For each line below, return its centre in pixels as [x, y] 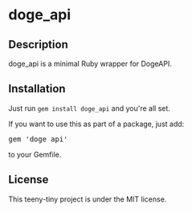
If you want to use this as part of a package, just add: [96, 124]
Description [38, 45]
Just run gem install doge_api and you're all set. [90, 108]
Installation [37, 89]
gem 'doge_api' [38, 139]
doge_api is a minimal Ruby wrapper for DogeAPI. [90, 63]
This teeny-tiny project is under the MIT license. [88, 199]
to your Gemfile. [35, 154]
